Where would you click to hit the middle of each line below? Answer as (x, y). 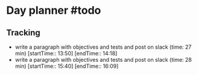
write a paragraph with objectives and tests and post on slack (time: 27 (103, 47)
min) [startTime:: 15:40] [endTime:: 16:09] (67, 66)
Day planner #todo (54, 10)
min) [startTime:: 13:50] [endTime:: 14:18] (66, 53)
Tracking (23, 33)
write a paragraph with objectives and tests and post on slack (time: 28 (103, 60)
